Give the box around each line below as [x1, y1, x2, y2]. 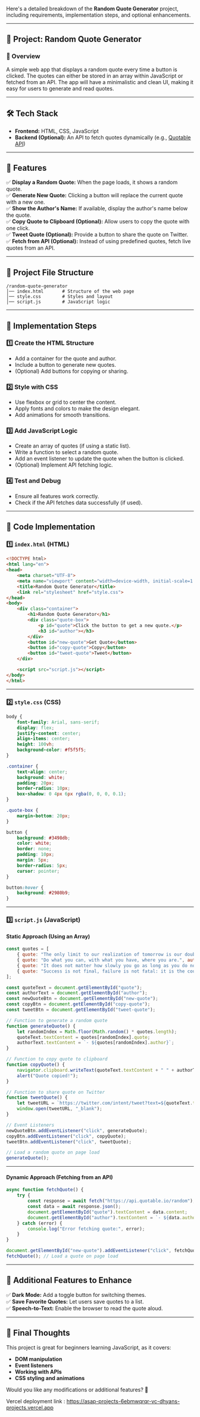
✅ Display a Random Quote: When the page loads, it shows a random [6, 179, 178, 186]
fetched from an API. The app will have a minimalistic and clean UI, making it [6, 78, 193, 85]
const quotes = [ [6, 946, 49, 952]
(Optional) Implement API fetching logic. [14, 461, 113, 468]
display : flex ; [17, 725, 55, 731]
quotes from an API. [6, 244, 55, 251]
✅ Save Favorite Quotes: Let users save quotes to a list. [6, 1298, 144, 1305]
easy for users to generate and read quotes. [6, 85, 114, 92]
